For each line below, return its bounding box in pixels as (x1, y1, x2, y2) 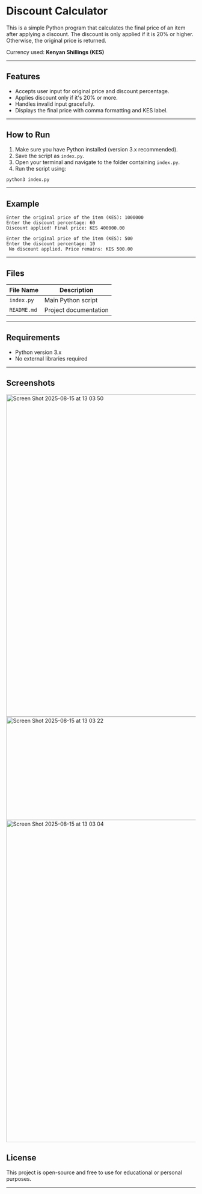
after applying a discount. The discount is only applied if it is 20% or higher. (6, 30, 194, 37)
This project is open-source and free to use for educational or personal (6, 1169, 182, 1176)
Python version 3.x (14, 349, 62, 356)
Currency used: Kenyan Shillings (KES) (6, 48, 105, 55)
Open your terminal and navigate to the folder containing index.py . (14, 158, 180, 166)
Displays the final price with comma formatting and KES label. (14, 106, 168, 114)
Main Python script (44, 296, 98, 305)
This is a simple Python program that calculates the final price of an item (6, 24, 186, 31)
